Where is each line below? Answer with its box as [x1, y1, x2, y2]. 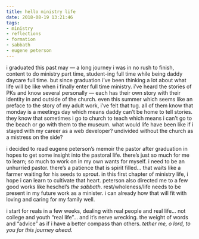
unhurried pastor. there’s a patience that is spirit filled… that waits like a [6, 164, 181, 171]
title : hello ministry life [6, 8, 76, 15]
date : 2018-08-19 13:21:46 [6, 14, 73, 20]
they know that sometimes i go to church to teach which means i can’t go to [6, 114, 192, 122]
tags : [6, 20, 20, 26]
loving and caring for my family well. [6, 195, 95, 203]
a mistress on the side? [6, 134, 63, 141]
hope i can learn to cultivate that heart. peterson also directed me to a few [6, 176, 188, 184]
